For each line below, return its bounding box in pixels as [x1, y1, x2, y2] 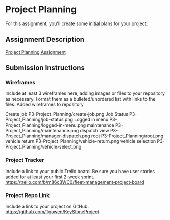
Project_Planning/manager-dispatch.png [5, 133, 90, 139]
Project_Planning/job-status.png [5, 116, 73, 123]
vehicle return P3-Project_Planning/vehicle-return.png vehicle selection [5, 138, 156, 144]
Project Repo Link [5, 191, 50, 199]
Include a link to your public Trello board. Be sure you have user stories [5, 168, 155, 174]
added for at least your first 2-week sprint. [5, 174, 94, 180]
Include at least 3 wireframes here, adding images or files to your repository [5, 90, 165, 96]
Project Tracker [5, 157, 44, 164]
